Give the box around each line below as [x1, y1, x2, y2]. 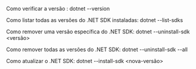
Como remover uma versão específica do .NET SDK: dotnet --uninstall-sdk [6, 28, 190, 35]
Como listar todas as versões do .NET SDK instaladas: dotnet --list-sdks [6, 17, 183, 23]
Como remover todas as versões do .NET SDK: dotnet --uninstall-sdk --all [6, 46, 188, 53]
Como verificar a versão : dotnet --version [6, 5, 110, 12]
